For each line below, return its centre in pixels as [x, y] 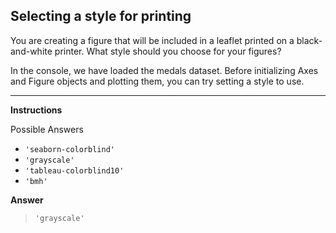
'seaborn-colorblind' [69, 149]
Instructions [36, 110]
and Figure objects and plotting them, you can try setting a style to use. [157, 81]
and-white [31, 51]
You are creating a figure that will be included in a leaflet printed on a [152, 40]
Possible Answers [47, 129]
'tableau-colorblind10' [74, 170]
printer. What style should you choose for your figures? [168, 51]
